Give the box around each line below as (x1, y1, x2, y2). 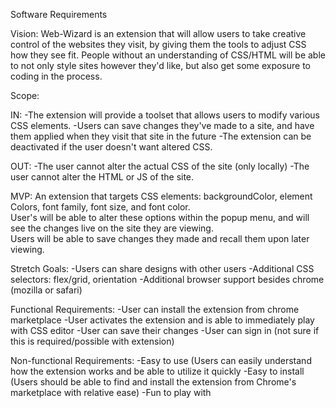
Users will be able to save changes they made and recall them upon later (10, 233, 310, 244)
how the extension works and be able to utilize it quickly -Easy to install (10, 365, 305, 377)
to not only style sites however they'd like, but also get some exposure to (10, 60, 312, 71)
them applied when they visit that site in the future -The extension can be (10, 130, 312, 142)
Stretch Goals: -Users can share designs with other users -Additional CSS (10, 263, 315, 274)
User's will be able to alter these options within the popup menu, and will (10, 212, 310, 223)
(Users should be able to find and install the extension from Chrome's (10, 376, 297, 388)
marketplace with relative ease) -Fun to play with (10, 387, 212, 398)
